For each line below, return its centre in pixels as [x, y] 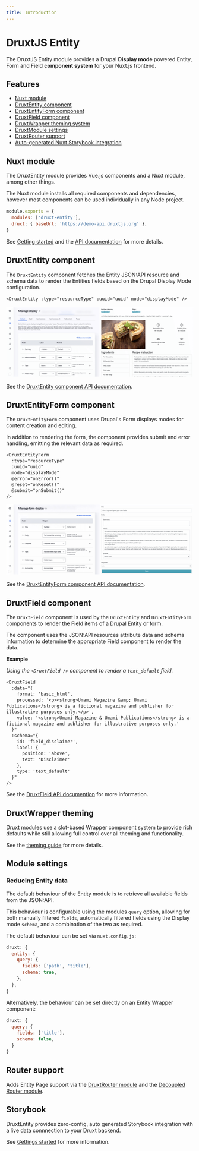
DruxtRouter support [40, 136]
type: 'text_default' [43, 772]
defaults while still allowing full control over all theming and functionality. [95, 833]
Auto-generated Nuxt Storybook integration [68, 143]
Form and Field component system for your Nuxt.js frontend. [81, 65]
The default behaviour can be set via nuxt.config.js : [71, 935]
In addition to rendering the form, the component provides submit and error [98, 437]
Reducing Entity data [37, 881]
